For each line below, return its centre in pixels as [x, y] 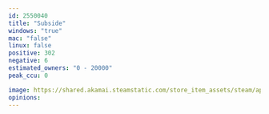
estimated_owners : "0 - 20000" [60, 68]
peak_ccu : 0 [28, 75]
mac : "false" [30, 38]
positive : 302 [32, 53]
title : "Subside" [37, 23]
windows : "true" [35, 31]
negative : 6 [28, 61]
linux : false [30, 46]
